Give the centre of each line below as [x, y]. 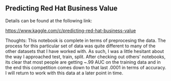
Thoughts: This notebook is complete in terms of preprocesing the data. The [86, 40]
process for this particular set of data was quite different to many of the [80, 46]
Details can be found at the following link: [49, 20]
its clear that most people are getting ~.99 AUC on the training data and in [83, 62]
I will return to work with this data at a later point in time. [64, 73]
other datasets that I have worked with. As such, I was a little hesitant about [85, 51]
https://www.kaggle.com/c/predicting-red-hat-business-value [71, 31]
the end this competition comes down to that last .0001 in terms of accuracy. [86, 67]
